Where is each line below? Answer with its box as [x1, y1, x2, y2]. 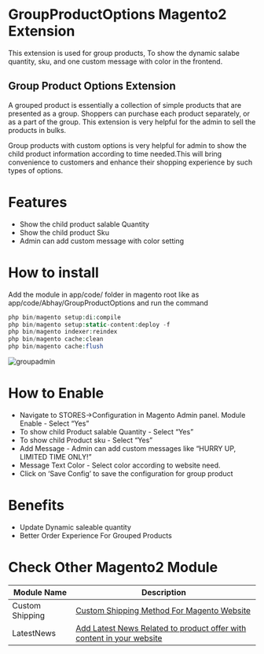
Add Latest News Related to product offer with [75, 623, 247, 634]
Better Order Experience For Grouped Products [19, 530, 173, 540]
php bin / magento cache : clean [8, 335, 104, 343]
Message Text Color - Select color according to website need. [19, 460, 222, 470]
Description [141, 586, 186, 597]
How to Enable [8, 384, 104, 402]
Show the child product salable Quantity [19, 219, 149, 229]
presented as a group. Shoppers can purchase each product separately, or [8, 109, 250, 118]
